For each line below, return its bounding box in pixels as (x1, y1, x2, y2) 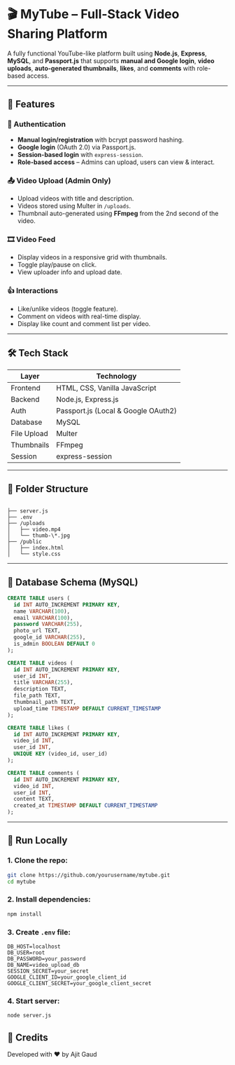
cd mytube (7, 878, 36, 885)
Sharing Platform (7, 26, 108, 42)
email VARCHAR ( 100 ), (13, 614, 73, 621)
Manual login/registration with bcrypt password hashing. (17, 135, 184, 144)
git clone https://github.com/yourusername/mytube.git (7, 871, 171, 879)
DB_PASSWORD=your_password (7, 955, 86, 962)
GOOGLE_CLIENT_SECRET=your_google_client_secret (7, 979, 152, 986)
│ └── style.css (7, 550, 61, 558)
